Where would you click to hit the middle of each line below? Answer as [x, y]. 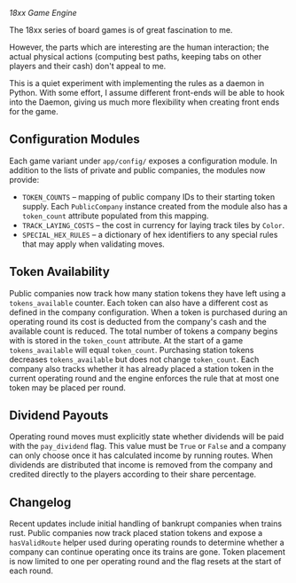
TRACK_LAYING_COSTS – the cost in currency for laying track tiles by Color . [153, 225]
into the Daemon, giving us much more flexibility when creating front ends [144, 102]
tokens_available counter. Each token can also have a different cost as [139, 303]
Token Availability [60, 272]
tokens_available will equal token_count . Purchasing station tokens [132, 350]
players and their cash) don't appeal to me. [88, 66]
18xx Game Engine [43, 13]
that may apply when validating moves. [93, 244]
